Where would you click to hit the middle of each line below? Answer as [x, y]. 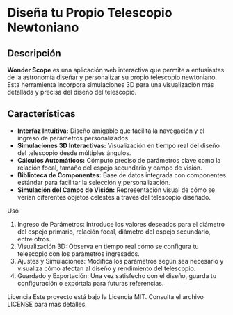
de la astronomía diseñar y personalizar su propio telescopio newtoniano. [112, 77]
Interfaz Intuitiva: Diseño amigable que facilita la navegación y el [111, 131]
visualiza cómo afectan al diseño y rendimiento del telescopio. [106, 268]
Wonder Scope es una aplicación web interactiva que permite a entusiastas [116, 70]
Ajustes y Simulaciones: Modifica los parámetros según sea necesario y [120, 261]
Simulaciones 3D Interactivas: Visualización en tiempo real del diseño [119, 145]
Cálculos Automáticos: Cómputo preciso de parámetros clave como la [119, 160]
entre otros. [34, 239]
